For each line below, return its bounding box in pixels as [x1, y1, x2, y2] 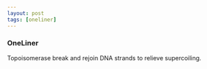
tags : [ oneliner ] [7, 16, 57, 23]
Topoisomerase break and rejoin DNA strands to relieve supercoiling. [7, 53, 202, 62]
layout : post [7, 9, 45, 17]
